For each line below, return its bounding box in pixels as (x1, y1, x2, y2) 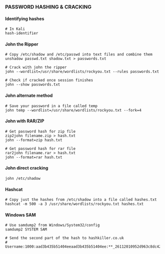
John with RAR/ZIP (5, 118, 44, 124)
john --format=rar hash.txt (5, 155, 63, 160)
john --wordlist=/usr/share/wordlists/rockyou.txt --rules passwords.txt (5, 69, 160, 74)
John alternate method (5, 92, 53, 98)
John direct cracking (5, 165, 49, 171)
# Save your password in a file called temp (5, 103, 98, 109)
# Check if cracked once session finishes (5, 78, 93, 83)
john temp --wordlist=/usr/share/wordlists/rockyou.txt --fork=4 (5, 108, 141, 113)
